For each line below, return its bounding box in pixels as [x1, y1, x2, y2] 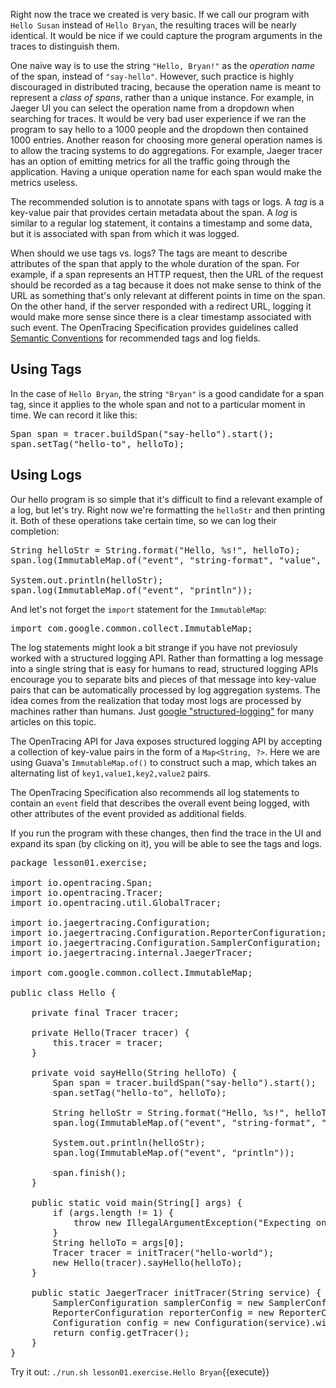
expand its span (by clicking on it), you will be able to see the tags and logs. [10, 837, 323, 849]
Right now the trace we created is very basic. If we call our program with [10, 9, 310, 20]
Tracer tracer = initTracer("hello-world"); [52, 1247, 275, 1258]
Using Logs [10, 467, 82, 484]
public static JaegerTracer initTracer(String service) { [31, 1287, 322, 1298]
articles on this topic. [10, 715, 97, 728]
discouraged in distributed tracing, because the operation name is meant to [10, 81, 322, 93]
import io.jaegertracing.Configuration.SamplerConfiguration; [10, 937, 322, 948]
